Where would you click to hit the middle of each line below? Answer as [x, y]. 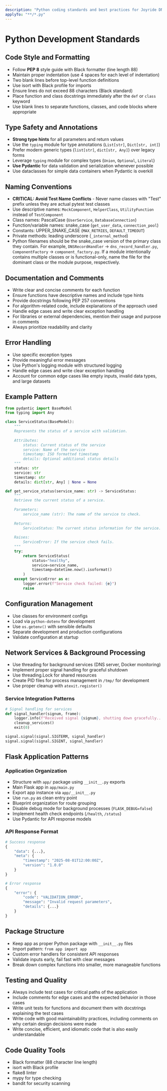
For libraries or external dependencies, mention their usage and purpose [87, 316]
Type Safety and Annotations [51, 127]
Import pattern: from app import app [49, 949]
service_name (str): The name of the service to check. [82, 514]
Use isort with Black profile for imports [52, 85]
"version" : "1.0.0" [43, 865]
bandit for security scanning [41, 1084]
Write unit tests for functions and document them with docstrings [79, 1008]
